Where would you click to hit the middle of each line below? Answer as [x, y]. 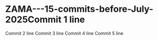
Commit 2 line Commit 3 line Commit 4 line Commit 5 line [64, 33]
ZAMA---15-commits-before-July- [79, 9]
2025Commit [33, 20]
